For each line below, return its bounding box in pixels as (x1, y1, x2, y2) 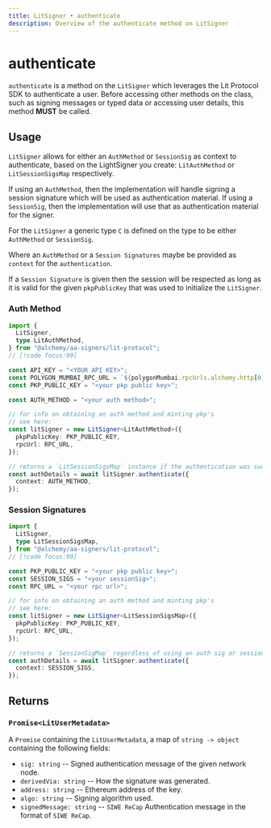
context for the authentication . (8, 259, 113, 268)
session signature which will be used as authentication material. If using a (8, 193, 253, 203)
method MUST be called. (8, 107, 92, 116)
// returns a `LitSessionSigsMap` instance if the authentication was (8, 463, 251, 471)
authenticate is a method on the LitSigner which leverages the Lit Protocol (8, 81, 259, 91)
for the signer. (8, 210, 55, 220)
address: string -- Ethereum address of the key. (19, 784, 183, 794)
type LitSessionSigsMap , (15, 538, 99, 546)
